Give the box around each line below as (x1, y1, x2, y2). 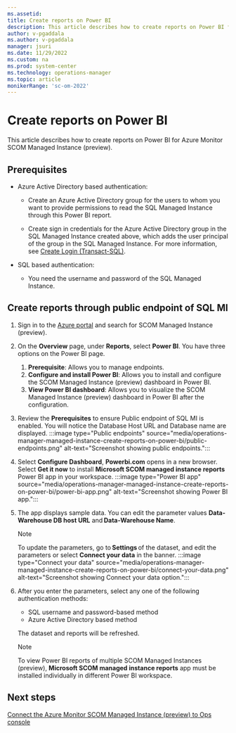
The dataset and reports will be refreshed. (17, 629, 140, 637)
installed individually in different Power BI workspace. (17, 671, 173, 680)
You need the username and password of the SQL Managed (27, 274, 202, 282)
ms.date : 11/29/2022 (7, 50, 68, 57)
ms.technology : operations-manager (7, 69, 112, 76)
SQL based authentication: (17, 261, 95, 269)
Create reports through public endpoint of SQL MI (7, 302, 228, 314)
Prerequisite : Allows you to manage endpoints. (27, 363, 165, 371)
